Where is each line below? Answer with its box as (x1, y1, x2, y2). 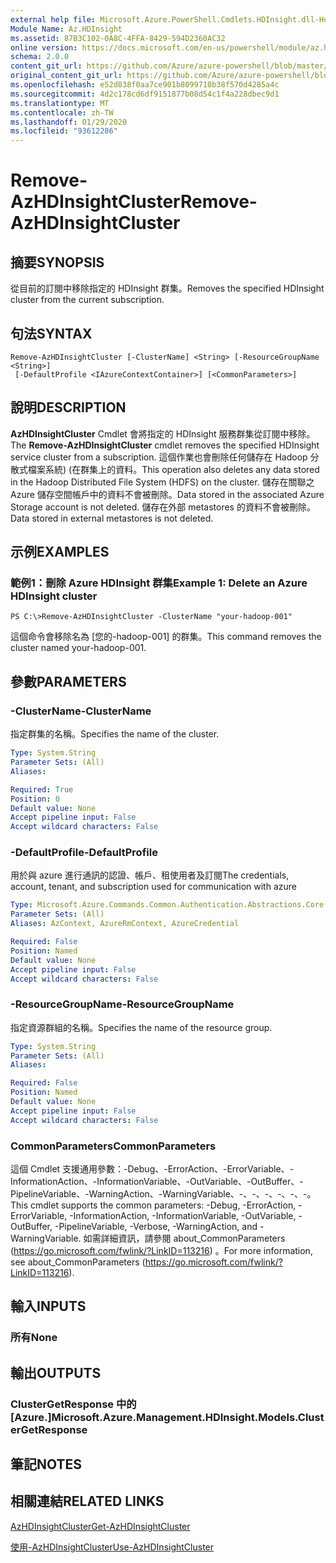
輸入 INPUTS (10, 1298, 87, 1315)
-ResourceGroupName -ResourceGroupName (10, 997, 235, 1011)
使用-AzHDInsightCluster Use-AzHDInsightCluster (10, 1541, 215, 1553)
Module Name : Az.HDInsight (10, 24, 123, 34)
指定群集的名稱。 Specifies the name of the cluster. (10, 728, 220, 740)
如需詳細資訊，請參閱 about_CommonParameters (83, 1232, 286, 1245)
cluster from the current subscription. (10, 294, 165, 306)
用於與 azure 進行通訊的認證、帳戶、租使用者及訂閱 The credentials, (10, 869, 290, 881)
